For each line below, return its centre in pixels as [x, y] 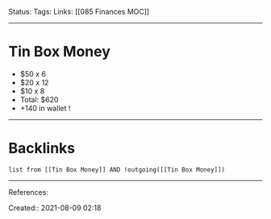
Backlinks [42, 149]
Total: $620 [39, 99]
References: [28, 192]
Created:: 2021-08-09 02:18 [55, 208]
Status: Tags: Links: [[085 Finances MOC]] [79, 12]
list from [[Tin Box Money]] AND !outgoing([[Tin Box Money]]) [117, 169]
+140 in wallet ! [45, 108]
